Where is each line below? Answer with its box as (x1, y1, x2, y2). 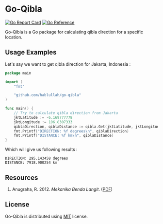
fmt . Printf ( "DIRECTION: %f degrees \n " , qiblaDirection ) (14, 129, 130, 133)
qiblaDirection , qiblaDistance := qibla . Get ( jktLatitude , (14, 124, 133, 129)
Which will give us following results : (5, 147, 78, 152)
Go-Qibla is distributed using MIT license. (5, 213, 88, 219)
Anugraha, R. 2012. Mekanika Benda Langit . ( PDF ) (12, 186, 113, 192)
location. (5, 34, 23, 40)
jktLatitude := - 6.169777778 (14, 115, 73, 120)
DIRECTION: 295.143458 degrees (5, 156, 68, 161)
